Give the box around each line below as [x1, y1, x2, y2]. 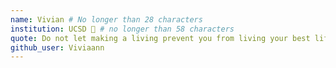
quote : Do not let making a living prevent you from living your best [10, 33, 311, 43]
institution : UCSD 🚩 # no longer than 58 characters [10, 24, 235, 34]
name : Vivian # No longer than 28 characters [10, 14, 203, 25]
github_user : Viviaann [10, 42, 105, 53]
